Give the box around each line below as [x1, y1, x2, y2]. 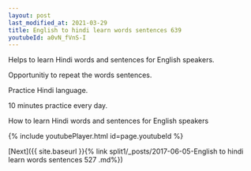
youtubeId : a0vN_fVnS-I [8, 33, 87, 42]
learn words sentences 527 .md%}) [8, 155, 124, 165]
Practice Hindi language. [8, 86, 88, 95]
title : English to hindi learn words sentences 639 [8, 26, 182, 34]
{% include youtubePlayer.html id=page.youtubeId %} [8, 132, 184, 141]
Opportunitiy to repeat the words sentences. [8, 70, 152, 80]
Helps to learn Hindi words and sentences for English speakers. [8, 55, 215, 65]
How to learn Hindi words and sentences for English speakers [8, 116, 209, 126]
